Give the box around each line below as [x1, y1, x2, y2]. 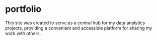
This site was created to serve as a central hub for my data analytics [5, 20, 145, 26]
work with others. [5, 30, 41, 36]
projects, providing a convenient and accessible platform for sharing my [5, 25, 153, 31]
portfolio [5, 3, 42, 15]
